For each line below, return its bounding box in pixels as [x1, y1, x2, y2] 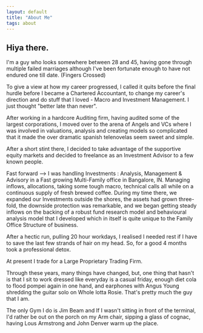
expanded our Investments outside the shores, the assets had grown [6, 196, 178, 203]
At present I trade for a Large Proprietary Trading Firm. [6, 258, 143, 265]
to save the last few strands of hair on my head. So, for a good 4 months [6, 240, 187, 247]
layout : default [6, 8, 47, 15]
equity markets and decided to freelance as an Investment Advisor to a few [6, 152, 194, 159]
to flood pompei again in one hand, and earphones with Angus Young [6, 282, 180, 289]
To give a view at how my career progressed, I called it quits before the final [6, 83, 196, 91]
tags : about [6, 20, 36, 26]
